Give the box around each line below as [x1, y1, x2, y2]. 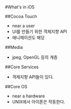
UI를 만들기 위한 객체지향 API [12, 29, 67, 34]
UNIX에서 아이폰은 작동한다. [12, 99, 65, 105]
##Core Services [5, 64, 39, 70]
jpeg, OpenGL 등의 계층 [12, 54, 58, 60]
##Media [5, 45, 23, 50]
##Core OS [5, 84, 28, 89]
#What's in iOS [5, 4, 35, 10]
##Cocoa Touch [5, 14, 37, 19]
